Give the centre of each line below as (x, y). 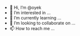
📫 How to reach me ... (32, 28)
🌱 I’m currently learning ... (35, 18)
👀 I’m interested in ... (30, 13)
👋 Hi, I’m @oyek (25, 8)
